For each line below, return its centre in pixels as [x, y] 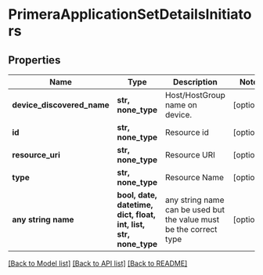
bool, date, [137, 195]
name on [181, 105]
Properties [34, 60]
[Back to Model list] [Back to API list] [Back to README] [98, 263]
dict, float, [136, 215]
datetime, [135, 205]
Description [195, 82]
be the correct [191, 229]
